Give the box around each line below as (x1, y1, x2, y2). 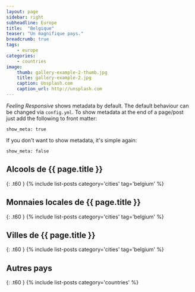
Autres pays (6, 263, 52, 273)
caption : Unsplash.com (17, 81, 73, 87)
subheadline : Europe (6, 20, 58, 26)
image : (6, 64, 23, 70)
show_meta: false (6, 148, 49, 154)
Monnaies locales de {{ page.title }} (6, 197, 141, 208)
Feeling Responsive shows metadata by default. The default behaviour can (6, 102, 189, 109)
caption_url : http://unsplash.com (17, 86, 102, 92)
